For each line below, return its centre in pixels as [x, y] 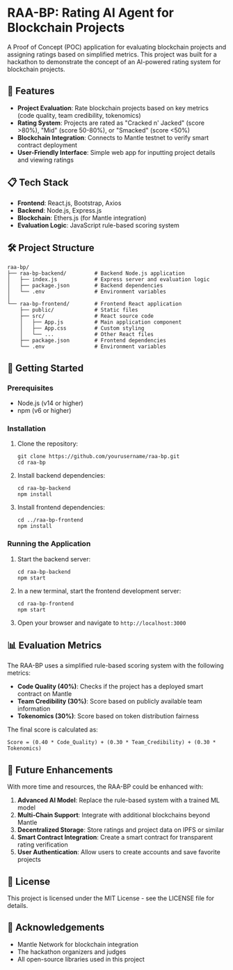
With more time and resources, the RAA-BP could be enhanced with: [105, 787]
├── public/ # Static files [79, 310]
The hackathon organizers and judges [72, 952]
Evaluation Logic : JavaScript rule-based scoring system [98, 225]
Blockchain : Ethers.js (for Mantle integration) [82, 218]
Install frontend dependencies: [61, 508]
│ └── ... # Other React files [87, 335]
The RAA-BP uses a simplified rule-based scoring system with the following [115, 666]
